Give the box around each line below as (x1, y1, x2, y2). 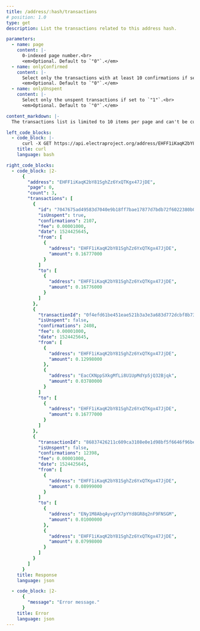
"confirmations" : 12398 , (37, 450, 100, 456)
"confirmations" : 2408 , (37, 323, 97, 329)
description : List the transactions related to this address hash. (6, 25, 177, 32)
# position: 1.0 (6, 14, 46, 20)
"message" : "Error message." (27, 599, 100, 605)
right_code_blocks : (6, 162, 55, 168)
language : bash (17, 152, 55, 158)
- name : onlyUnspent (11, 86, 62, 92)
